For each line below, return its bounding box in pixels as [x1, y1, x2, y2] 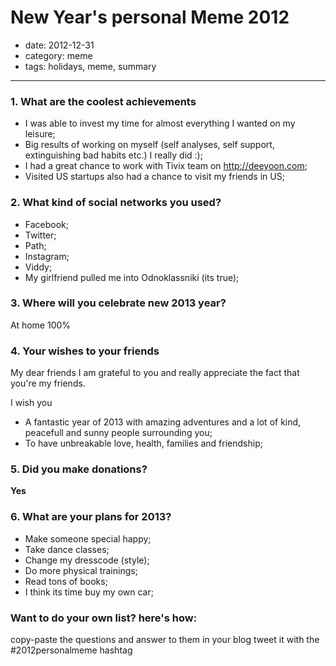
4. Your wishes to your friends [10, 344, 160, 358]
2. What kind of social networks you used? [10, 196, 222, 210]
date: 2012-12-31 [24, 39, 95, 51]
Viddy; [24, 261, 53, 273]
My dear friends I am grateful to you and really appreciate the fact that [10, 367, 300, 379]
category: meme [24, 49, 93, 61]
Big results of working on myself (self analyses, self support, [24, 139, 275, 151]
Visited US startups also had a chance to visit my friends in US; [24, 171, 285, 183]
